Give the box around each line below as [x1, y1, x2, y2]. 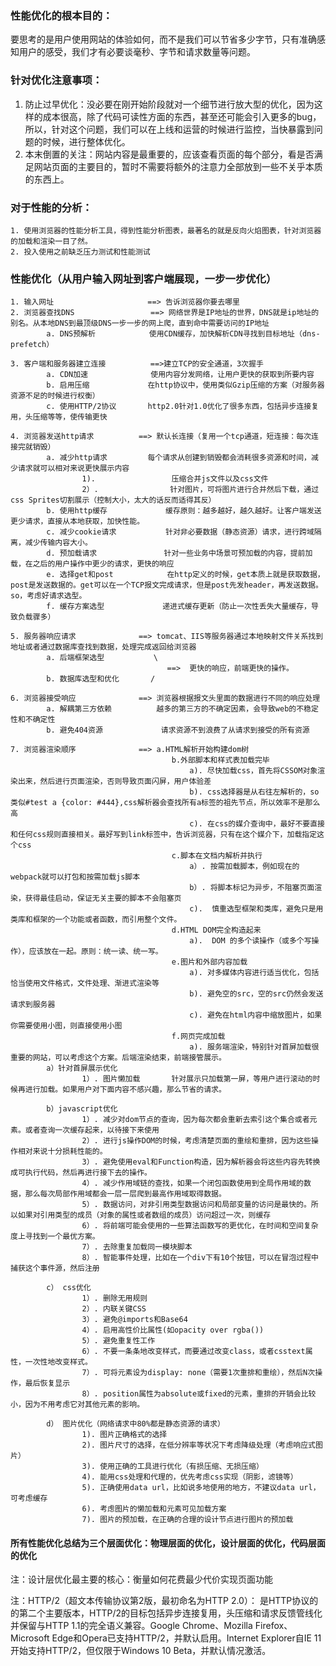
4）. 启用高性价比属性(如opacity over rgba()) [81, 1325, 265, 1336]
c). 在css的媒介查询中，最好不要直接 [189, 819, 325, 829]
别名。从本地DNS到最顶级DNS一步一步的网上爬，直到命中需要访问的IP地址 [10, 318, 270, 329]
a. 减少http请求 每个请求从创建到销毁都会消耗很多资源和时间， [46, 453, 312, 463]
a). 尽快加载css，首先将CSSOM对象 [189, 766, 318, 776]
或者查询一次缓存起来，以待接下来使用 [24, 1125, 160, 1136]
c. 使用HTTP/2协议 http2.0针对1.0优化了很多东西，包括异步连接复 [46, 402, 320, 412]
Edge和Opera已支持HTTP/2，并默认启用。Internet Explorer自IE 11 [51, 1632, 322, 1644]
